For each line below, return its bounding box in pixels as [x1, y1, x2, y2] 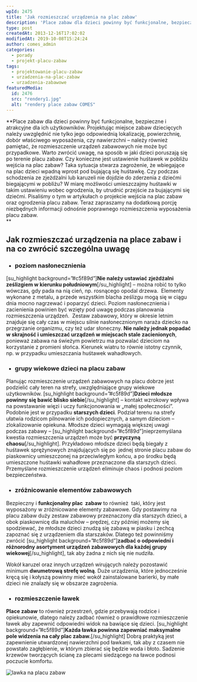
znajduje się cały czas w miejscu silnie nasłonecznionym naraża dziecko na [6, 319, 189, 326]
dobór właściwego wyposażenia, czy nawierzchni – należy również [6, 136, 168, 143]
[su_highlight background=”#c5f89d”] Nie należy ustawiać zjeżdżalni [6, 275, 174, 282]
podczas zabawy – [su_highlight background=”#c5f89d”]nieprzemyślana [6, 427, 182, 435]
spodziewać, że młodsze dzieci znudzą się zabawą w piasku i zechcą [6, 524, 175, 531]
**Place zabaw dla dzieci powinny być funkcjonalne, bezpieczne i [6, 118, 167, 125]
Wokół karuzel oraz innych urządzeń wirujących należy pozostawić [6, 561, 168, 568]
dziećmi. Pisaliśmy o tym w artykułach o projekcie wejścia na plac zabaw [6, 192, 183, 200]
